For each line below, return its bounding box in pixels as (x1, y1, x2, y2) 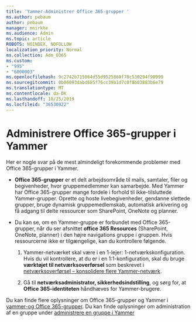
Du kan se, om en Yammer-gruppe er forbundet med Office (14, 219, 158, 226)
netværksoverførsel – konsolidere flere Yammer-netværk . (23, 268, 162, 275)
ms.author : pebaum (6, 14, 51, 20)
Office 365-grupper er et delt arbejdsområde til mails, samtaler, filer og (14, 176, 188, 183)
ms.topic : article (6, 36, 51, 42)
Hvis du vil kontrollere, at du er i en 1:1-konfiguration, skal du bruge (23, 255, 185, 262)
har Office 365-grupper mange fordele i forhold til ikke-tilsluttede (14, 189, 172, 196)
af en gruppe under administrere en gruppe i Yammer (6, 309, 135, 316)
